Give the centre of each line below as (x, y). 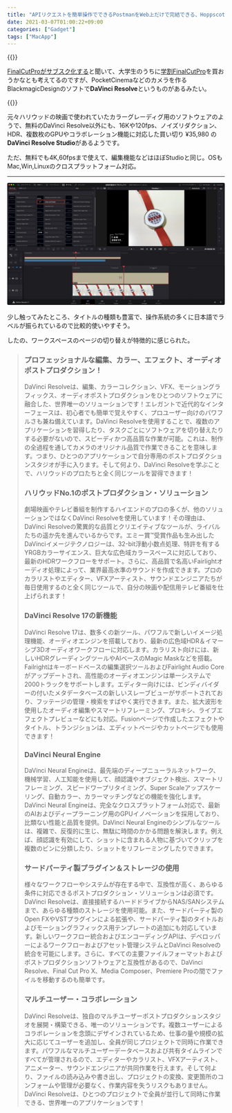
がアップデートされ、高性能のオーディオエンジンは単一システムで (118, 675)
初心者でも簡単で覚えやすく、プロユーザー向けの (135, 413)
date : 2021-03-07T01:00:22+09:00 (55, 22)
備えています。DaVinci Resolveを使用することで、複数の (134, 421)
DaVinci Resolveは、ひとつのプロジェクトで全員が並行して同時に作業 (122, 1094)
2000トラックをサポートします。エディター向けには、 (101, 684)
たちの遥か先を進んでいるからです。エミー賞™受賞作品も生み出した (119, 535)
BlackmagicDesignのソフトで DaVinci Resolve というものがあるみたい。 (109, 89)
